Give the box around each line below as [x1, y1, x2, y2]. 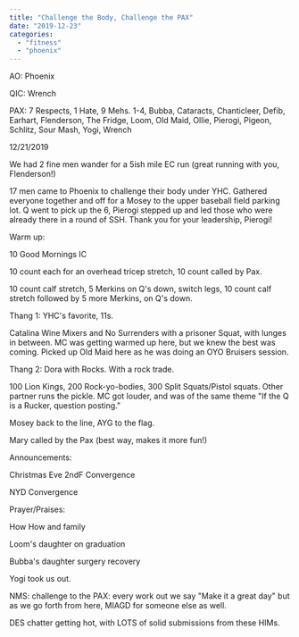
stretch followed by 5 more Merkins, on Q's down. [9, 293, 194, 304]
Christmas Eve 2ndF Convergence [9, 470, 136, 481]
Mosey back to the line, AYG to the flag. [9, 417, 155, 429]
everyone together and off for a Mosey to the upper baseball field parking [9, 196, 280, 206]
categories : [9, 29, 54, 38]
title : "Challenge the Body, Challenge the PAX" [9, 13, 194, 22]
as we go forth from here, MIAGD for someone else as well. [9, 600, 228, 611]
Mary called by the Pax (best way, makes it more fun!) [9, 435, 208, 446]
